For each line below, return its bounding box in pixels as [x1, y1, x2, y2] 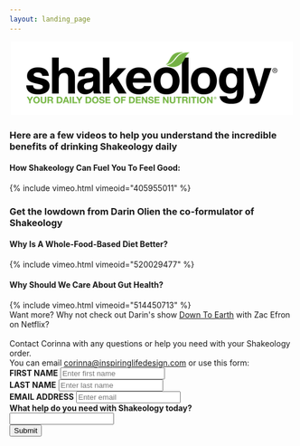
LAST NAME [9, 380, 57, 391]
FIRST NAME [9, 367, 59, 379]
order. [9, 348, 32, 359]
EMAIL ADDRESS [9, 392, 74, 403]
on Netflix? [9, 319, 50, 330]
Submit [14, 426, 38, 436]
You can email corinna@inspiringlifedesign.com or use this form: [9, 357, 250, 368]
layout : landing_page [9, 14, 91, 24]
